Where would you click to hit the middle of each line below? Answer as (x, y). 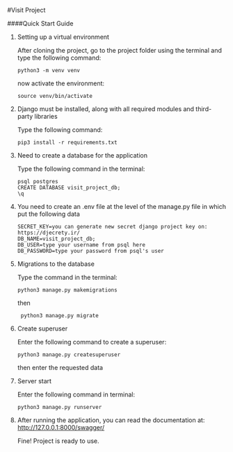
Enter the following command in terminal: (76, 394)
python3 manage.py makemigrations (67, 290)
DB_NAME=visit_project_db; (56, 239)
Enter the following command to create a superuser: (92, 342)
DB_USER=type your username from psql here (81, 245)
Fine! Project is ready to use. (58, 441)
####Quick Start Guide (40, 23)
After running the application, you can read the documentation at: (111, 420)
